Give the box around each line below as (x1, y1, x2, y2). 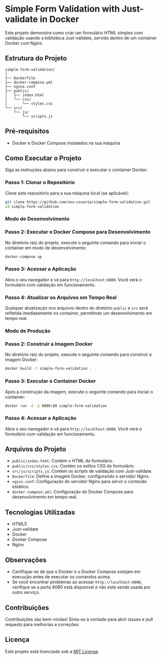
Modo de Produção (5, 328, 51, 334)
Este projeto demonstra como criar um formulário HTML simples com (5, 30, 143, 35)
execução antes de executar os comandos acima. (12, 574, 111, 580)
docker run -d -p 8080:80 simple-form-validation (5, 403, 107, 408)
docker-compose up (5, 254, 42, 259)
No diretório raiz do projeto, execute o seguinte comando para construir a (5, 351, 152, 358)
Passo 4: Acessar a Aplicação (5, 415, 76, 421)
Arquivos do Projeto (5, 445, 66, 453)
